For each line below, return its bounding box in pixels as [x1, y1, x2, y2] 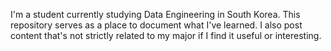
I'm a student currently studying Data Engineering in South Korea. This [10, 9, 301, 20]
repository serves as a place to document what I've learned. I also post [10, 19, 303, 31]
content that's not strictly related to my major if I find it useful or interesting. [10, 30, 322, 41]
